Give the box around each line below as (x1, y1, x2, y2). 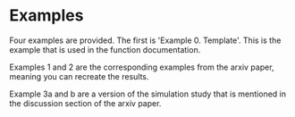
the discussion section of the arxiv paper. (9, 97, 162, 108)
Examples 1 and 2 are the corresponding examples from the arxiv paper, (9, 62, 274, 72)
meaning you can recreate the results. (9, 71, 149, 81)
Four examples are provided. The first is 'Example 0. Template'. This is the (9, 35, 282, 46)
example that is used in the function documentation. (9, 44, 201, 54)
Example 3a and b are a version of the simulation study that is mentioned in (9, 88, 286, 99)
